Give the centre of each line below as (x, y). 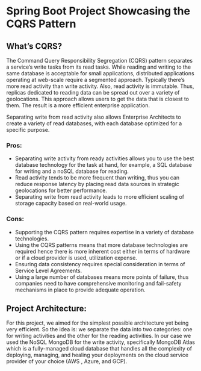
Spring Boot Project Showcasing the (98, 11)
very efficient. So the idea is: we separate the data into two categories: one (99, 329)
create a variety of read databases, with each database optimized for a (94, 123)
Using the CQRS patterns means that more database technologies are (101, 245)
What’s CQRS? (34, 46)
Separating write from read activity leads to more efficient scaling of (100, 197)
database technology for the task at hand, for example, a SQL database (104, 165)
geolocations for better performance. (61, 190)
